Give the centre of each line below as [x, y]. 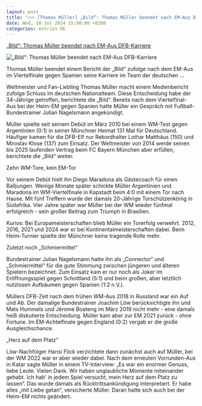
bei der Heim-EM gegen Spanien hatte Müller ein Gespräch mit [95, 106]
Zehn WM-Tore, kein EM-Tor [41, 168]
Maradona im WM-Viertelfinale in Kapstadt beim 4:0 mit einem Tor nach [95, 192]
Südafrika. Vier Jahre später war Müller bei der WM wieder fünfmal [90, 205]
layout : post [23, 12]
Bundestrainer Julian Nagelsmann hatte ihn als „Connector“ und [85, 259]
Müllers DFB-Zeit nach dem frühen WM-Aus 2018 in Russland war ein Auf [97, 297]
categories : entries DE [36, 29]
